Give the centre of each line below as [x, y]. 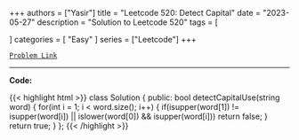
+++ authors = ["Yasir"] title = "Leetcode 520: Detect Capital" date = [135, 13]
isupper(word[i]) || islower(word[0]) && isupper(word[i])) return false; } [139, 116]
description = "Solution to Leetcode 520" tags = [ [127, 22]
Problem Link [33, 56]
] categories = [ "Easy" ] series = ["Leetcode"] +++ [103, 39]
